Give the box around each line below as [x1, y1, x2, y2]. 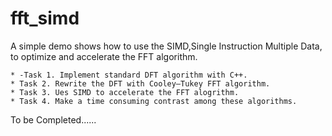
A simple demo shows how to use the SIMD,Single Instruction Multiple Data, [10, 40, 323, 52]
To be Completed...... [10, 113, 97, 126]
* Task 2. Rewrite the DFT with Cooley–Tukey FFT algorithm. [10, 78, 271, 89]
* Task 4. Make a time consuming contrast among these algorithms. [10, 96, 298, 106]
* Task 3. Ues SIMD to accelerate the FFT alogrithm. [10, 87, 240, 97]
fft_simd [10, 7, 80, 30]
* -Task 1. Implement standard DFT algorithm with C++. [10, 70, 248, 80]
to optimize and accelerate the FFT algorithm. [10, 50, 198, 62]
